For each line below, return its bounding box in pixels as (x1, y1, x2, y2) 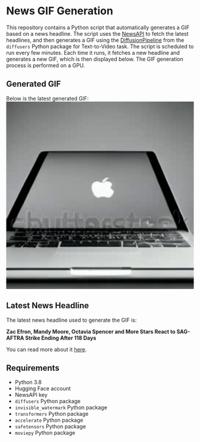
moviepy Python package (14, 430, 76, 437)
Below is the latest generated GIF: (6, 95, 89, 102)
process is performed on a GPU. (6, 61, 85, 69)
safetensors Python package (14, 423, 86, 430)
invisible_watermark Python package (14, 404, 108, 411)
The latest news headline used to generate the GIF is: (6, 316, 137, 324)
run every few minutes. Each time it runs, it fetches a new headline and (6, 49, 180, 56)
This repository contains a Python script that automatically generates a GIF (6, 24, 190, 31)
